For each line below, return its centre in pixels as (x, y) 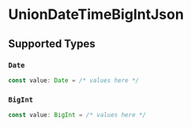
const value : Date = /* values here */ (74, 80)
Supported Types (52, 44)
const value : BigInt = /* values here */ (77, 115)
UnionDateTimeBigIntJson (96, 15)
